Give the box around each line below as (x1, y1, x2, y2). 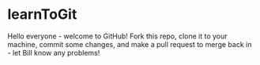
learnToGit (7, 5, 77, 23)
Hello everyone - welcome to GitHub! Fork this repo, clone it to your (7, 31, 228, 41)
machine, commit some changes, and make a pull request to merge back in (7, 39, 252, 49)
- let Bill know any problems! (7, 48, 100, 57)
